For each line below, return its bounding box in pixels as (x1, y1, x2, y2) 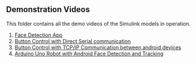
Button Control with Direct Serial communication (14, 37, 131, 44)
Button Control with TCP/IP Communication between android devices (14, 44, 181, 51)
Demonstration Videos (6, 5, 90, 15)
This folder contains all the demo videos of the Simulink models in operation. (6, 20, 191, 27)
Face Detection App (14, 32, 63, 38)
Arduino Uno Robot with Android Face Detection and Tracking (14, 50, 164, 57)
